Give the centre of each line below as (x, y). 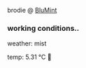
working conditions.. (43, 28)
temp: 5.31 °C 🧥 (29, 57)
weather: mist (27, 43)
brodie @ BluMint (32, 10)
